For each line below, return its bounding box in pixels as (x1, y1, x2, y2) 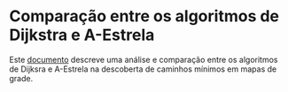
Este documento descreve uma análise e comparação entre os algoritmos (9, 54, 278, 65)
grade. (9, 73, 34, 83)
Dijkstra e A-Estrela (9, 25, 155, 45)
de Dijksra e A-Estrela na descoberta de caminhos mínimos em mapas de (9, 64, 277, 74)
